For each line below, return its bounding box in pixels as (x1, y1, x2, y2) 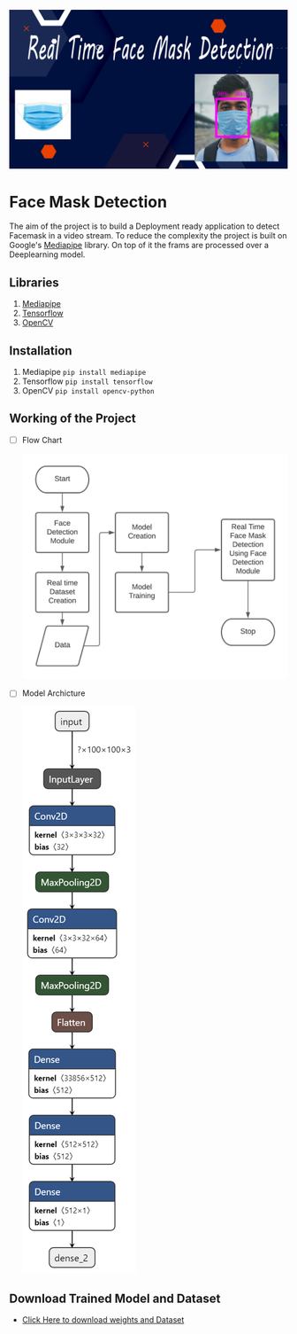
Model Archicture (21, 688, 86, 698)
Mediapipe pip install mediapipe (21, 367, 147, 377)
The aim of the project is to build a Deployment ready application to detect (9, 221, 280, 231)
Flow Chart (21, 434, 63, 445)
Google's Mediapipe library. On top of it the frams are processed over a (9, 240, 270, 251)
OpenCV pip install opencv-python (21, 386, 155, 395)
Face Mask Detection (9, 191, 168, 212)
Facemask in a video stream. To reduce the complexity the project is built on (9, 230, 287, 241)
